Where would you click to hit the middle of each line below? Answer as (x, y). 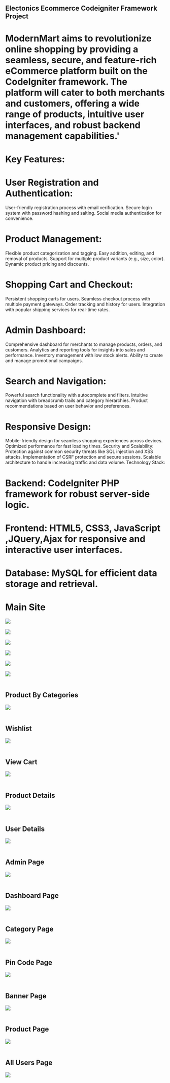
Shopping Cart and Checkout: (69, 284)
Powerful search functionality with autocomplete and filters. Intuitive (77, 395)
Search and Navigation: (56, 381)
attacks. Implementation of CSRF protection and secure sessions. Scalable (83, 457)
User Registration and (52, 182)
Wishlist (19, 729)
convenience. (20, 218)
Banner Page (26, 996)
